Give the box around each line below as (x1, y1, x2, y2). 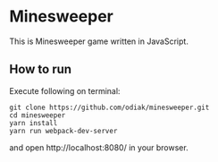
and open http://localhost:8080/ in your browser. (9, 141, 189, 153)
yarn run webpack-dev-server (9, 126, 118, 135)
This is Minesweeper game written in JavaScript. (9, 36, 189, 47)
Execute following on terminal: (9, 85, 121, 96)
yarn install (9, 118, 58, 127)
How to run (9, 62, 72, 77)
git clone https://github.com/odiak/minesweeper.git (9, 103, 210, 112)
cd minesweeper (9, 110, 66, 120)
